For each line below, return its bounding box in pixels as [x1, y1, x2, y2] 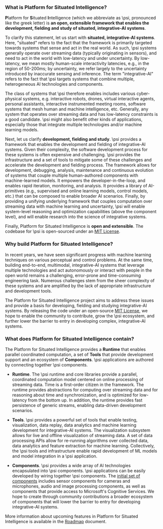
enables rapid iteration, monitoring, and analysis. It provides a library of [5, 183, 147, 189]
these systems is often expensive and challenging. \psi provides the [5, 152, 141, 158]
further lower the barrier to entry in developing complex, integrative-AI [5, 318, 146, 324]
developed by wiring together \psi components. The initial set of [12, 473, 141, 478]
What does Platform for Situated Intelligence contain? [5, 335, 134, 342]
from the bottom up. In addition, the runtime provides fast [28, 397, 143, 403]
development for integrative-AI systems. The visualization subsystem [12, 427, 150, 433]
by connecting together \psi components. [5, 362, 88, 367]
